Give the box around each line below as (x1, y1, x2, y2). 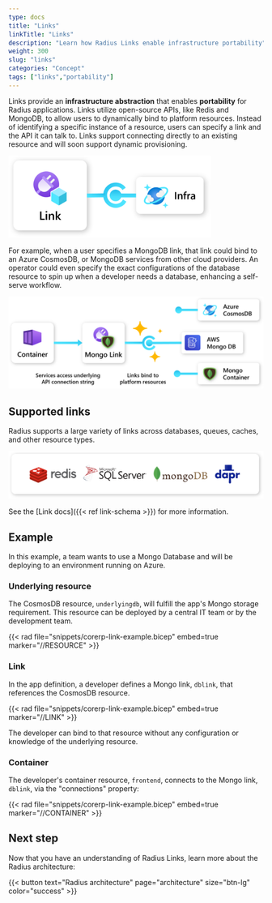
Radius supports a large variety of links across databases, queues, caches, (8, 426, 259, 436)
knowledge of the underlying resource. (8, 736, 138, 746)
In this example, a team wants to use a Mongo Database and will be (8, 551, 233, 561)
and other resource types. (8, 434, 96, 445)
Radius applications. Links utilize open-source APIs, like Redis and (8, 105, 229, 114)
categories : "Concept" (8, 65, 85, 73)
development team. (8, 616, 73, 626)
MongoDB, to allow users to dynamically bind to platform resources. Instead (8, 113, 261, 123)
